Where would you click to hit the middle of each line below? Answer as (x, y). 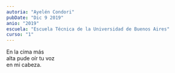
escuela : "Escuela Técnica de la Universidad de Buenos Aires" (88, 29)
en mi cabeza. (24, 65)
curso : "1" (20, 35)
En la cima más (25, 52)
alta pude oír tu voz (30, 58)
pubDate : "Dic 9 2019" (35, 18)
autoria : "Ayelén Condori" (40, 12)
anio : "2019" (23, 23)
